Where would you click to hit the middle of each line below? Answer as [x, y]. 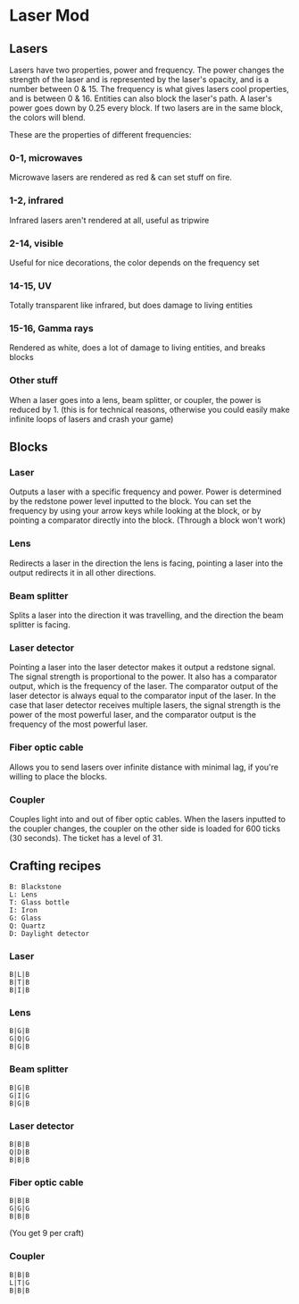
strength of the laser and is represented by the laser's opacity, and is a [139, 80]
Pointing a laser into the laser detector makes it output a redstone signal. [142, 668]
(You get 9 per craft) [47, 1233]
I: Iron [24, 910]
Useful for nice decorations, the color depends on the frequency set [135, 262]
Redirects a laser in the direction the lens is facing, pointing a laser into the [146, 563]
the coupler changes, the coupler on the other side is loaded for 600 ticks [145, 829]
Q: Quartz [28, 926]
